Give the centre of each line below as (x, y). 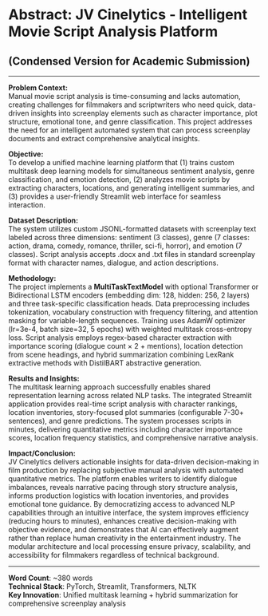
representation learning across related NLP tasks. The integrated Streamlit (130, 395)
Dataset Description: (43, 220)
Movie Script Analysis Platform (113, 32)
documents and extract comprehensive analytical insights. (104, 138)
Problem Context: (38, 88)
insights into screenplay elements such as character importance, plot (144, 113)
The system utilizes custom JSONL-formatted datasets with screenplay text (132, 229)
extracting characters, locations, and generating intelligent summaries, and (132, 188)
